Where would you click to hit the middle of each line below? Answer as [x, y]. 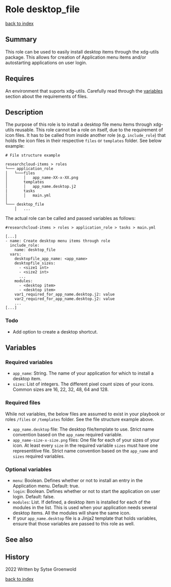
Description [24, 112]
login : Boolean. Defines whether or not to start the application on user [86, 491]
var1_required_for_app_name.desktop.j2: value [65, 295]
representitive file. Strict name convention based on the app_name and [85, 451]
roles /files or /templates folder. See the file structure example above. [80, 419]
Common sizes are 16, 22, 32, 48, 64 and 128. [61, 389]
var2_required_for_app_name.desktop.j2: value [65, 299]
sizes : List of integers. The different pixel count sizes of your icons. [83, 384]
